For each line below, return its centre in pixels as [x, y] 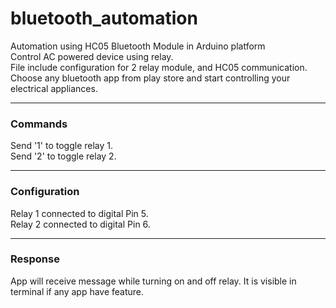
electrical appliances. [54, 88]
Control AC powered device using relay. [92, 56]
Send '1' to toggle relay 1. [62, 146]
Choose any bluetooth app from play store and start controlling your [150, 78]
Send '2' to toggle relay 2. [63, 156]
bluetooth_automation [104, 18]
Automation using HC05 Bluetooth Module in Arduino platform [138, 46]
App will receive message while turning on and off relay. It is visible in [153, 281]
